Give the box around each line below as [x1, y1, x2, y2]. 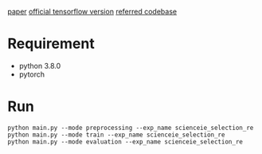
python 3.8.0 [18, 61, 61, 70]
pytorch [18, 69, 45, 79]
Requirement [7, 35, 95, 53]
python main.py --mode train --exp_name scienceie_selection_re [7, 131, 225, 139]
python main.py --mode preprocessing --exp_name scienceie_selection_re [7, 124, 254, 132]
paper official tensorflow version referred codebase [7, 7, 177, 16]
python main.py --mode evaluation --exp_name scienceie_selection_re [7, 137, 244, 146]
